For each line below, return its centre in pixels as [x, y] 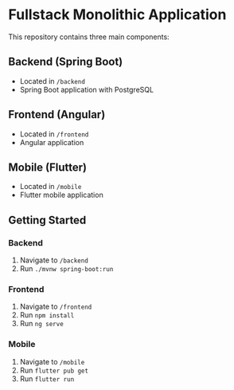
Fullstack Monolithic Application [117, 15]
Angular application [52, 142]
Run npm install [47, 315]
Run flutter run [47, 378]
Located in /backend [53, 81]
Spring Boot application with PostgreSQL [86, 89]
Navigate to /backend [54, 260]
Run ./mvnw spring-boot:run [66, 269]
